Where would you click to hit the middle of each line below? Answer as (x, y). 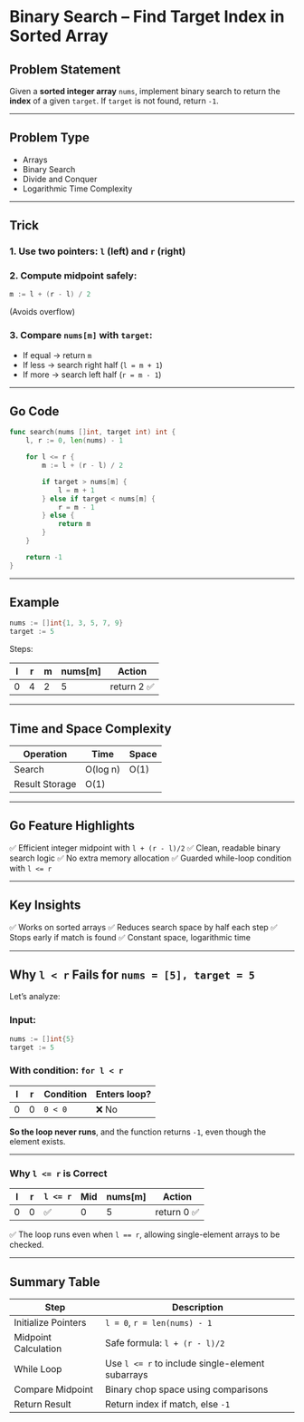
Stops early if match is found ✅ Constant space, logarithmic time (130, 937)
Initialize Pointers (50, 1322)
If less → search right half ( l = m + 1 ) (92, 365)
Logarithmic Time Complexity (77, 189)
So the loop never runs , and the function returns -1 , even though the (138, 1132)
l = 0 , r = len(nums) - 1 (159, 1322)
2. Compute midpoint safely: (73, 276)
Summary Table (55, 1282)
